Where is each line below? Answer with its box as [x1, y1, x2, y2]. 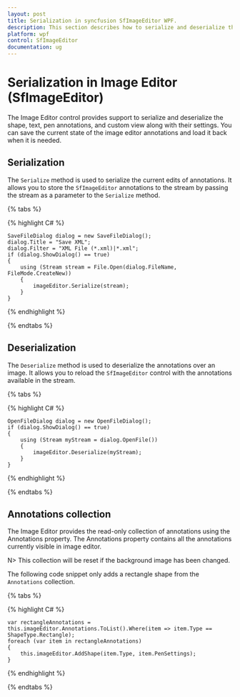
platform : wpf [7, 30, 50, 38]
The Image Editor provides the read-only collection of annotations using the [7, 527, 231, 536]
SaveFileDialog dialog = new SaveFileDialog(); [7, 232, 152, 239]
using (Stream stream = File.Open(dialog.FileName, [20, 264, 177, 271]
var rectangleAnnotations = [7, 619, 91, 626]
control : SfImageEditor [7, 37, 79, 44]
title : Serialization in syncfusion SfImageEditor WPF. [7, 17, 177, 24]
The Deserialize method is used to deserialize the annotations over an [7, 361, 216, 369]
